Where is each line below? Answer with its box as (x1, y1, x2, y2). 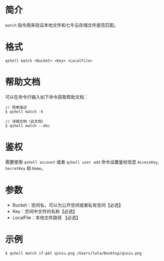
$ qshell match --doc (5, 123, 50, 128)
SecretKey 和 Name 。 (5, 165, 46, 171)
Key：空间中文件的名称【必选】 (12, 208, 77, 214)
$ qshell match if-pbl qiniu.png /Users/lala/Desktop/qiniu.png (5, 250, 142, 255)
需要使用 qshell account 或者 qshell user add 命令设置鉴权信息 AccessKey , (5, 158, 159, 165)
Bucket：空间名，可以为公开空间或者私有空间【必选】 (12, 202, 123, 208)
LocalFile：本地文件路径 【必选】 (12, 214, 81, 220)
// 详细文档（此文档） (5, 118, 46, 124)
